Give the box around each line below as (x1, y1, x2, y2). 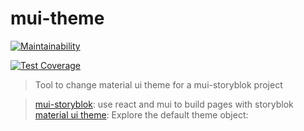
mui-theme (10, 7, 105, 30)
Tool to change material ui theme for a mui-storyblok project (34, 78, 283, 91)
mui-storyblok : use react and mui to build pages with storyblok (34, 98, 294, 110)
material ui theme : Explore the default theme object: (34, 108, 249, 121)
